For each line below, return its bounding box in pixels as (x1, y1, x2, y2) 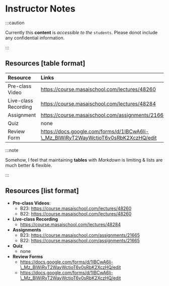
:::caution (5, 20, 25, 26)
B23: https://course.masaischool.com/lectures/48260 (20, 205, 132, 211)
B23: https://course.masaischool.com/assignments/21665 (20, 232, 140, 238)
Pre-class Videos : (12, 200, 51, 206)
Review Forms (12, 253, 43, 259)
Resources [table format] (5, 59, 86, 68)
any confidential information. (5, 35, 65, 41)
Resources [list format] (5, 187, 79, 195)
